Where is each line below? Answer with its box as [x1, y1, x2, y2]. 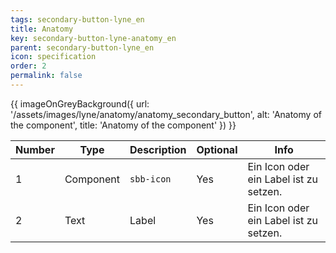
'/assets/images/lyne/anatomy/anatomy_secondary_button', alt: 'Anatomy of [10, 108, 322, 120]
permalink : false [10, 71, 83, 81]
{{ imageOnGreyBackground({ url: [10, 97, 150, 110]
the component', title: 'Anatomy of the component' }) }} [10, 119, 237, 131]
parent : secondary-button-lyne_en [10, 42, 155, 53]
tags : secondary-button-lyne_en [10, 14, 145, 25]
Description [129, 142, 187, 156]
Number [15, 142, 55, 156]
